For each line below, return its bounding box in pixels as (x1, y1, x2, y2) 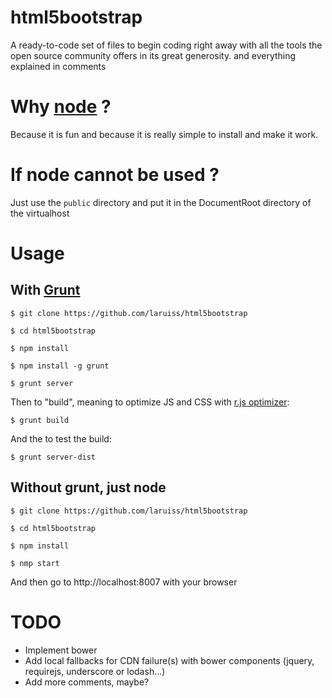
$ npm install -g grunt (10, 361, 110, 371)
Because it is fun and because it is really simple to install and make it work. (10, 128, 319, 140)
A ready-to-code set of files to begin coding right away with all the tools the (10, 39, 323, 51)
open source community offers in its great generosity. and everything (10, 49, 297, 61)
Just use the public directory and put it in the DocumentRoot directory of (10, 196, 312, 208)
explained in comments (10, 60, 107, 72)
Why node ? (10, 96, 112, 118)
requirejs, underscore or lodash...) (24, 665, 166, 677)
